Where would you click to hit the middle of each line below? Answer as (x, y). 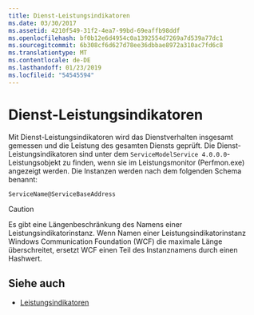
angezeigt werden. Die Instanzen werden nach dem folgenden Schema (125, 171)
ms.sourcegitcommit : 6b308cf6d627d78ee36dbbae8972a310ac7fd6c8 (116, 46)
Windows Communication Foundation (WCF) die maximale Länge (115, 241)
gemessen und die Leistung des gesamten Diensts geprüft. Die (112, 146)
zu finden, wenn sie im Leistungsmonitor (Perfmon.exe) (154, 162)
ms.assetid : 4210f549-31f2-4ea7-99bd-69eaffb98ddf (94, 30)
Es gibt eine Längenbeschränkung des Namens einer (95, 224)
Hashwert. (25, 258)
